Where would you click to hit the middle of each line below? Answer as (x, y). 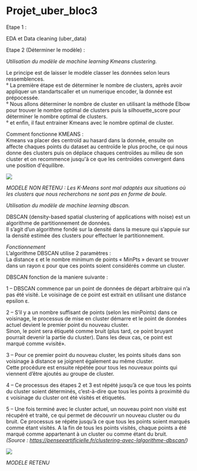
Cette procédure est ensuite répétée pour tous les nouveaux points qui (92, 367)
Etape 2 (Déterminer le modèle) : (46, 50)
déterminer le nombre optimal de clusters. (57, 116)
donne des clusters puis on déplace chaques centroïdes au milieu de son (95, 153)
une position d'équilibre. (35, 165)
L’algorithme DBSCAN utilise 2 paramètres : (59, 253)
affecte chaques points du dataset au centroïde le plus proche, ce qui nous (97, 146)
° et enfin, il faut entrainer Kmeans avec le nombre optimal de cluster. (90, 122)
